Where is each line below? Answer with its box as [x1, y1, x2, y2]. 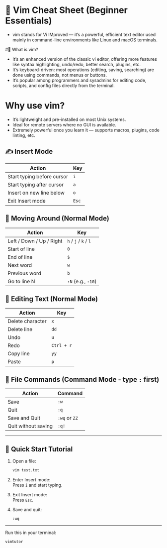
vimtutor [5, 539, 23, 544]
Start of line [7, 245, 35, 252]
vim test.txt [12, 467, 40, 472]
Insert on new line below [7, 189, 65, 196]
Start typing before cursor [7, 173, 69, 180]
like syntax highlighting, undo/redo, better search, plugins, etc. [12, 61, 141, 67]
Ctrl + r [51, 343, 72, 348]
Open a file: [12, 458, 36, 464]
